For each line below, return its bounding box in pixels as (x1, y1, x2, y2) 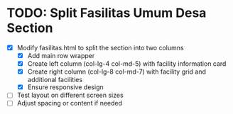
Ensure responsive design (27, 83, 104, 91)
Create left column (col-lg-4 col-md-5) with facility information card (27, 59, 227, 68)
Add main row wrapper (27, 52, 95, 59)
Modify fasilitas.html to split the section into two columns (16, 43, 184, 52)
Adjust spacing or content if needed (16, 99, 122, 108)
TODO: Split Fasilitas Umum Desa (6, 5, 207, 21)
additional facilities (27, 76, 83, 84)
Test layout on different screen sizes (16, 91, 124, 100)
